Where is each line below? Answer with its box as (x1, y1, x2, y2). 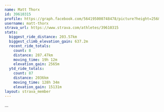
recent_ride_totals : (9, 44, 51, 48)
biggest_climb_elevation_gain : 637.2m (9, 39, 89, 44)
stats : (4, 30, 18, 35)
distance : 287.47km (13, 52, 53, 58)
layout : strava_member (4, 89, 51, 94)
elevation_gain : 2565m (13, 62, 60, 67)
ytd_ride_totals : (9, 67, 45, 71)
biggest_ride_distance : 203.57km (9, 35, 77, 40)
